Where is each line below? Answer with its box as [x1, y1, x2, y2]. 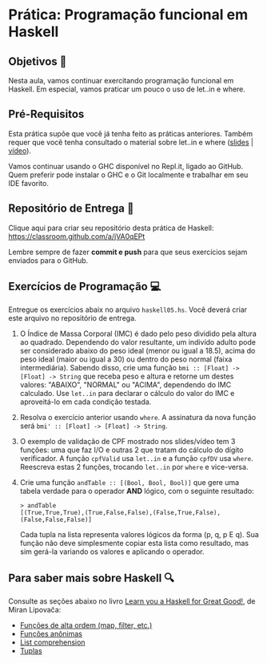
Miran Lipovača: [8, 605, 62, 615]
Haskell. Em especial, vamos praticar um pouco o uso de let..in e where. [8, 84, 246, 94]
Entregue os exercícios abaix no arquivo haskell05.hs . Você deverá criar [8, 305, 248, 314]
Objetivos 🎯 [8, 55, 67, 68]
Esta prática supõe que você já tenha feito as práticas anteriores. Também [8, 128, 253, 138]
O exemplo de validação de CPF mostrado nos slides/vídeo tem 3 [19, 437, 236, 447]
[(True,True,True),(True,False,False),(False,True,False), [19, 509, 221, 517]
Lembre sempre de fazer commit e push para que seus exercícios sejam [8, 247, 248, 257]
